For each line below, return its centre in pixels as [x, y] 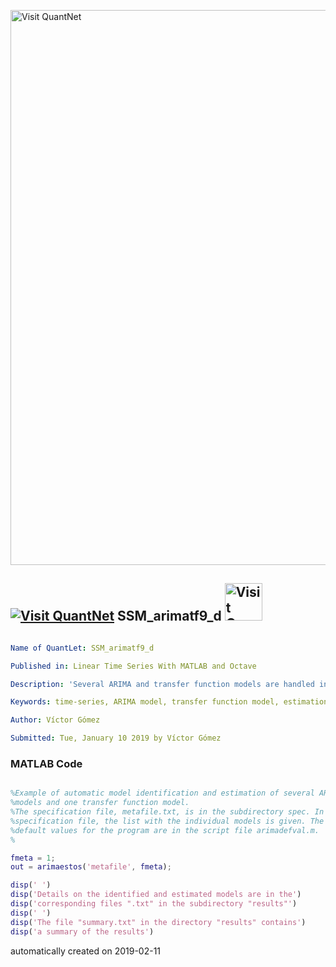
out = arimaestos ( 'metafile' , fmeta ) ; [91, 867]
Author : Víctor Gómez [55, 720]
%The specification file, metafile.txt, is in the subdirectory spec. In [167, 812]
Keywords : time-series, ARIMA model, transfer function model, [145, 702]
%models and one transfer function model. [100, 803]
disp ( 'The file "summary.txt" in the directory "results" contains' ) [158, 922]
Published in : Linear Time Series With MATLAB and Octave [133, 666]
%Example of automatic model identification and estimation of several [162, 793]
